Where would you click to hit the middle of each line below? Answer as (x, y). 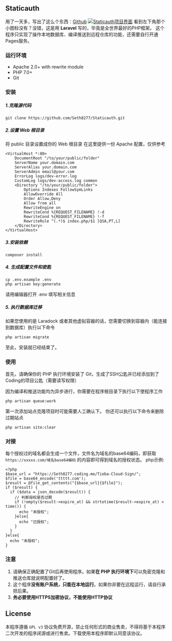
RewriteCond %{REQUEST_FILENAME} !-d (64, 212)
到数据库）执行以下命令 (30, 327)
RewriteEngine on (42, 208)
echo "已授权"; (34, 522)
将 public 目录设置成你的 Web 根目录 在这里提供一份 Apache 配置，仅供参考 (85, 144)
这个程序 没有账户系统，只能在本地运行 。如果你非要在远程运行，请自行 (87, 584)
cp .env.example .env (28, 280)
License (18, 614)
